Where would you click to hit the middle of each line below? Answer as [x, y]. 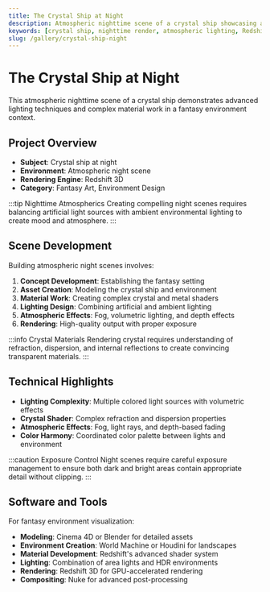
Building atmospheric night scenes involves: [81, 265]
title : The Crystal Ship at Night [66, 16]
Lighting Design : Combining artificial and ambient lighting [116, 306]
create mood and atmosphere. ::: [62, 221]
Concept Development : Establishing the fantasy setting [112, 281]
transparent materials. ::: [49, 356]
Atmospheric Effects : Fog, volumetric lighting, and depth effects [127, 315]
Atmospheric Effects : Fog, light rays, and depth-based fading [123, 427]
